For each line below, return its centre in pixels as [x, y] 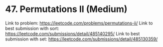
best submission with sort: [32, 28]
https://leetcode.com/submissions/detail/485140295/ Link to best [73, 33]
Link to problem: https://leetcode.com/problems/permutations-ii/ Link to [79, 23]
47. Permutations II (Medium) [66, 9]
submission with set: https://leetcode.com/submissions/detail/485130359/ [81, 39]
